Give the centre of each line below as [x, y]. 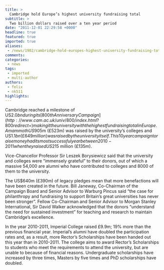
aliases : [14, 46]
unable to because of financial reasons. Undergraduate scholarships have [79, 253]
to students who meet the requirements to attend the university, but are [77, 247]
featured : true [20, 37]
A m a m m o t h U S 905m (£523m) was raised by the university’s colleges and [79, 131]
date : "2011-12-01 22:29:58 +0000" [41, 28]
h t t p [11, 120]
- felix [15, 87]
